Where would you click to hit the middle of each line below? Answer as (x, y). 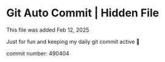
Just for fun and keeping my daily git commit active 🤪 (73, 41)
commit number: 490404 (38, 53)
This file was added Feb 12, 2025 (48, 30)
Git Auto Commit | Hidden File (83, 13)
